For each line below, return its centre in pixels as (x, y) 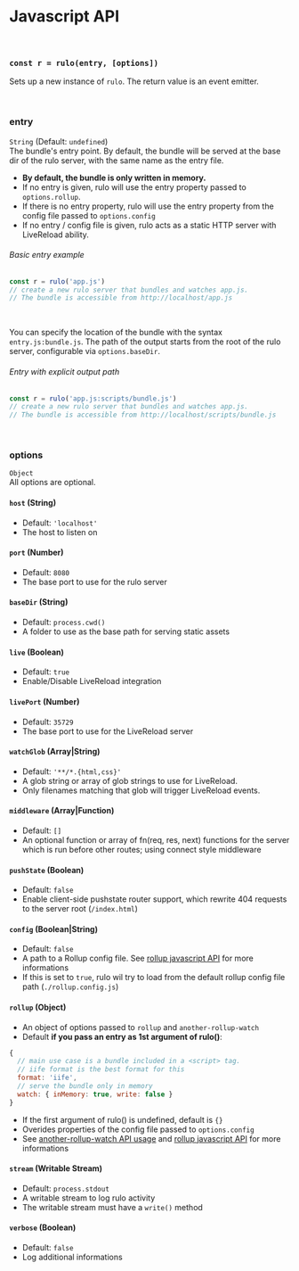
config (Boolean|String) (53, 928)
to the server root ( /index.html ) (80, 909)
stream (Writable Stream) (56, 1168)
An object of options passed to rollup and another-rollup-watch (141, 1027)
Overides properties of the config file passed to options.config (138, 1129)
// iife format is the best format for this (101, 1069)
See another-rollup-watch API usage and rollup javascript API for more (151, 1138)
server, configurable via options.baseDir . (85, 351)
